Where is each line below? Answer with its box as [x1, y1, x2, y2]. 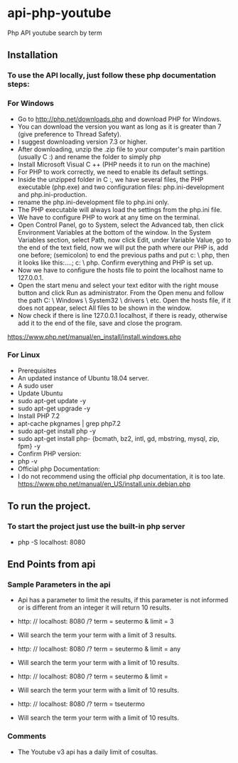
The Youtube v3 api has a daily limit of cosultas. [17, 747, 158, 756]
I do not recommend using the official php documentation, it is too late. [17, 471, 225, 481]
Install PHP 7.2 [17, 411, 60, 420]
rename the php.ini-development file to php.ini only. [17, 198, 169, 206]
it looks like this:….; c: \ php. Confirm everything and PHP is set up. [17, 258, 214, 267]
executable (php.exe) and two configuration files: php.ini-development [17, 183, 225, 191]
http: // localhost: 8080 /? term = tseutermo [17, 700, 146, 708]
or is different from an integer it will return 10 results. [17, 603, 172, 612]
